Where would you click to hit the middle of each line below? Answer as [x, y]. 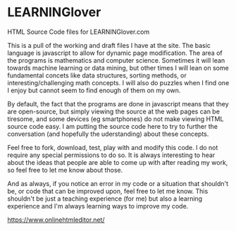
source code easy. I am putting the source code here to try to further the [113, 126]
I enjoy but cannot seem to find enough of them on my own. [94, 90]
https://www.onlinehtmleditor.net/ [56, 220]
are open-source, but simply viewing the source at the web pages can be [114, 111]
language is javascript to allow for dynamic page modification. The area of [115, 53]
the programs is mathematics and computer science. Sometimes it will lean [116, 60]
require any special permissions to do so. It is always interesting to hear [111, 155]
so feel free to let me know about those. [65, 170]
